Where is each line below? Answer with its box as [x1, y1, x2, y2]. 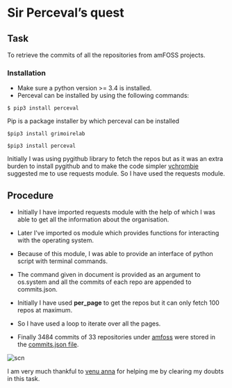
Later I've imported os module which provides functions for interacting [17, 229, 219, 237]
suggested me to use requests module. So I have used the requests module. [7, 169, 226, 178]
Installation [7, 68, 47, 78]
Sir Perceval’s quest [7, 5, 125, 21]
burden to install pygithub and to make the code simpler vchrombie [7, 162, 199, 171]
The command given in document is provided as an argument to [17, 271, 201, 279]
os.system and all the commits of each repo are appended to [17, 278, 192, 286]
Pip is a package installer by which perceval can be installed [7, 117, 179, 126]
